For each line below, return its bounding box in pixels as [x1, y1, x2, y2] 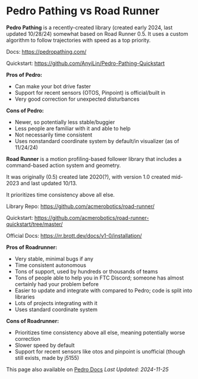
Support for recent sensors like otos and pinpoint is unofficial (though [14, 347, 186, 355]
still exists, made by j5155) [14, 354, 79, 361]
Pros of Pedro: [6, 71, 43, 78]
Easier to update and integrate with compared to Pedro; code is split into [14, 287, 193, 294]
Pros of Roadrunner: [6, 243, 58, 251]
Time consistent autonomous [14, 261, 86, 269]
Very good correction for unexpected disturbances [14, 95, 140, 102]
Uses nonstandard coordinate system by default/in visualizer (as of [14, 137, 180, 144]
